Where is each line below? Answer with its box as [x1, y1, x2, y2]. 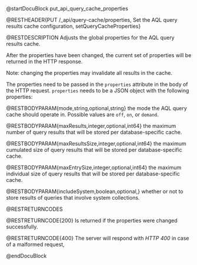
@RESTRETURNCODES [6, 206, 63, 213]
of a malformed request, [6, 241, 65, 248]
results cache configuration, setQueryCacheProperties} [6, 23, 141, 29]
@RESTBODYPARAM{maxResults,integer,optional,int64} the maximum [6, 122, 176, 129]
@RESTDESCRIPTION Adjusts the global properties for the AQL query [6, 34, 175, 41]
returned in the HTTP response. [6, 58, 83, 65]
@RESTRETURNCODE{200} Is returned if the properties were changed [6, 217, 178, 224]
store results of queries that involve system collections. [6, 194, 140, 201]
